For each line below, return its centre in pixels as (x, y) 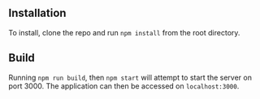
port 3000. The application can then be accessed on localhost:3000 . (124, 86)
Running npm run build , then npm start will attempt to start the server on (130, 77)
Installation (37, 13)
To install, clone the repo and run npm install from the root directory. (124, 32)
